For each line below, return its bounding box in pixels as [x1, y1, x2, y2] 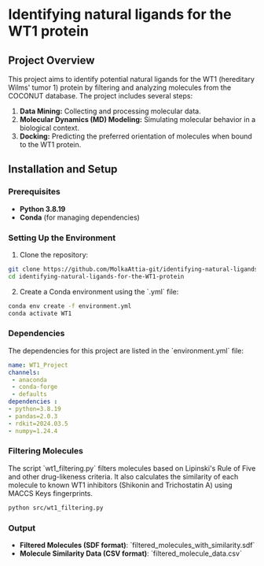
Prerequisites [8, 187, 60, 198]
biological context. [19, 124, 80, 132]
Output [8, 522, 36, 533]
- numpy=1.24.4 [8, 427, 58, 435]
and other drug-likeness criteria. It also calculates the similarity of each [8, 472, 239, 481]
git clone [8, 265, 41, 273]
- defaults [11, 390, 47, 398]
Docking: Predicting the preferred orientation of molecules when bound [19, 131, 253, 141]
